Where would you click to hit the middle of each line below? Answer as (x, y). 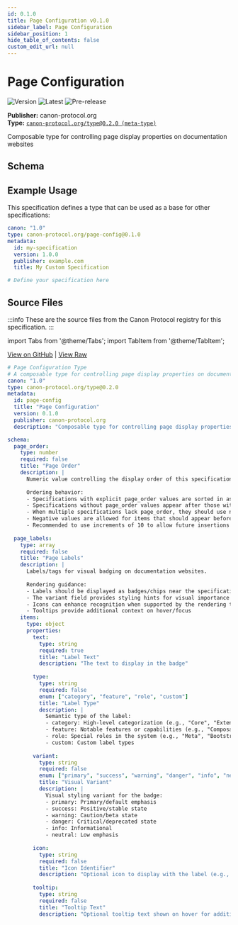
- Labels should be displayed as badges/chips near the (110, 591)
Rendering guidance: (56, 584)
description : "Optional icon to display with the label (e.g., (134, 875)
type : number (39, 453)
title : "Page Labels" (52, 558)
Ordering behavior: (55, 492)
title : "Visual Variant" (75, 783)
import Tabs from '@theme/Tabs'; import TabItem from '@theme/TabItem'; (116, 340)
